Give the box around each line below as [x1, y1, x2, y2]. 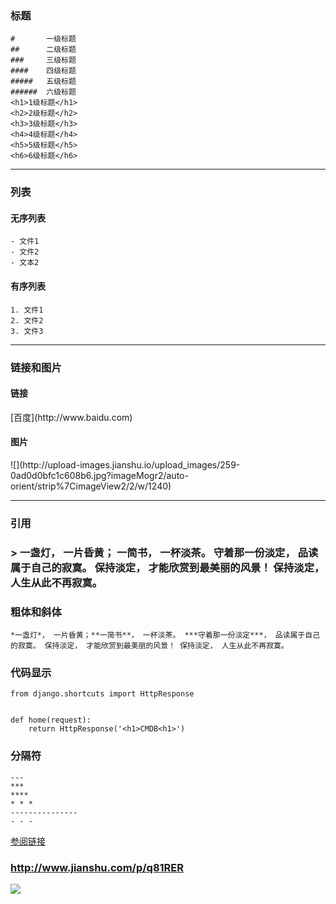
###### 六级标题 [10, 87, 77, 97]
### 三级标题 [10, 55, 77, 66]
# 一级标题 [10, 34, 77, 44]
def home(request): [10, 715, 92, 726]
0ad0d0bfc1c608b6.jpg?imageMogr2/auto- [10, 469, 189, 481]
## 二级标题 [10, 45, 77, 55]
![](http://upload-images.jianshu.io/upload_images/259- [10, 458, 241, 471]
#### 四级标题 [10, 66, 77, 76]
